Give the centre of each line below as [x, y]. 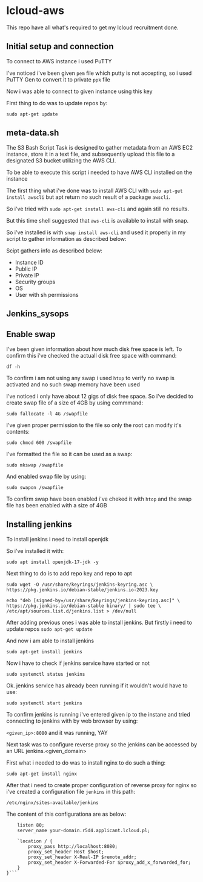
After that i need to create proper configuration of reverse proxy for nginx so [101, 785]
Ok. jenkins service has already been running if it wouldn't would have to [97, 686]
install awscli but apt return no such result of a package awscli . [88, 197]
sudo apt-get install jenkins [45, 651]
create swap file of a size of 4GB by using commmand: [75, 403]
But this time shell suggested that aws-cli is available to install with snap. [98, 220]
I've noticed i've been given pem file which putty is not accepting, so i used [99, 73]
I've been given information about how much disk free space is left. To [94, 349]
